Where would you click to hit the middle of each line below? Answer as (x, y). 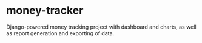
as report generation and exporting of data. (60, 33)
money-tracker (45, 10)
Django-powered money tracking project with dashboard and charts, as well (101, 27)
